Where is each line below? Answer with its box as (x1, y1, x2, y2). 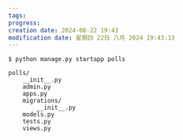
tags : (8, 11, 26, 20)
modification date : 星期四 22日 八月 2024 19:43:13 (8, 33, 176, 42)
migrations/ (22, 96, 62, 105)
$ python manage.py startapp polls (8, 55, 126, 63)
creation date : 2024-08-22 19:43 (8, 26, 119, 34)
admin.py (22, 83, 51, 91)
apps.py (22, 90, 48, 98)
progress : (8, 19, 41, 27)
